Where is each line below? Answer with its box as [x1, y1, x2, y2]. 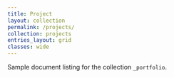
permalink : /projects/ [7, 23, 75, 30]
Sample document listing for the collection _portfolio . [7, 63, 168, 71]
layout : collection [7, 17, 66, 24]
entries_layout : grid [7, 37, 72, 44]
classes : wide [7, 43, 50, 50]
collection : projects [7, 30, 72, 38]
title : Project [7, 10, 53, 18]
